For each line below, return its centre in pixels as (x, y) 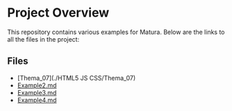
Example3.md (37, 92)
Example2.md (37, 85)
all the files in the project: (43, 39)
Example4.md (37, 100)
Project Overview (58, 13)
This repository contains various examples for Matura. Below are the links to (116, 32)
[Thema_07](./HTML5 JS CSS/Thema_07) (76, 78)
